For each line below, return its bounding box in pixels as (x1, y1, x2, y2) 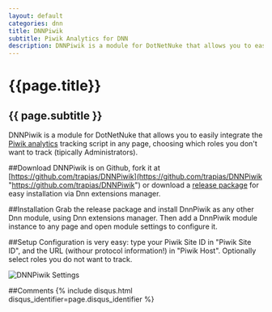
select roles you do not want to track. (8, 255, 133, 264)
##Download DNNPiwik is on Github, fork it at (8, 163, 160, 173)
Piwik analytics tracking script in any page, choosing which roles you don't (8, 139, 257, 149)
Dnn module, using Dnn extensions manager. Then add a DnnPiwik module (8, 213, 257, 223)
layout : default (8, 11, 63, 20)
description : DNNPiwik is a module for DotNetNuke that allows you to (8, 42, 252, 50)
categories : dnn (8, 19, 63, 27)
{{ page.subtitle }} (8, 108, 103, 122)
